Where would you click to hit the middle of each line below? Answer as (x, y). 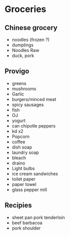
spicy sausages (28, 104)
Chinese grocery (31, 28)
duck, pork (23, 55)
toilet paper (24, 179)
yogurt (19, 120)
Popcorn (21, 136)
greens (19, 83)
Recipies (18, 205)
